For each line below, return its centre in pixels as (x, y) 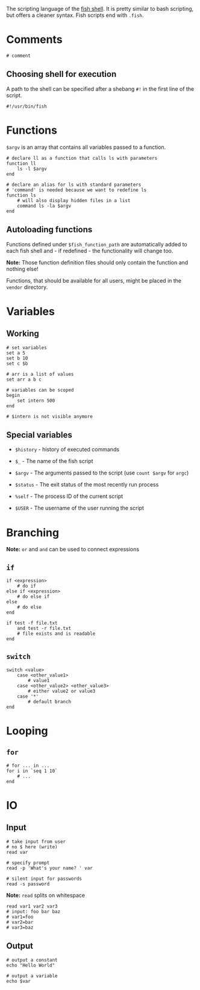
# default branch (49, 701)
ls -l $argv (32, 169)
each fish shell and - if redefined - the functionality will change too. (90, 251)
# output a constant (32, 960)
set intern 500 (36, 401)
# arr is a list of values (40, 374)
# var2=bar (20, 922)
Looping (27, 731)
